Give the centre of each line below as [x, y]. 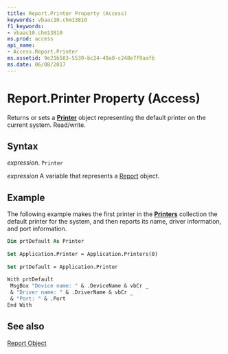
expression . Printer [35, 163]
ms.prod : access [30, 39]
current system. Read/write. [46, 125]
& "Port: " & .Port [38, 299]
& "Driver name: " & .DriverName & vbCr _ [72, 292]
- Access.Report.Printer [43, 52]
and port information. [37, 229]
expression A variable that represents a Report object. [83, 176]
